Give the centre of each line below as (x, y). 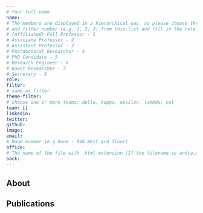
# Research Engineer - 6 (37, 63)
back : (13, 158)
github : (16, 125)
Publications (31, 204)
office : (16, 147)
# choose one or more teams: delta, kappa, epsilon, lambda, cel (90, 102)
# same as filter (28, 91)
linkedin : (19, 113)
